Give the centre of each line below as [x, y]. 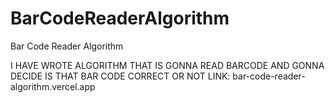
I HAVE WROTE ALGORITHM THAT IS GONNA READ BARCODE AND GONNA [167, 65]
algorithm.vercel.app [53, 86]
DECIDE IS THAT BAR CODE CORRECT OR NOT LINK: [120, 76]
